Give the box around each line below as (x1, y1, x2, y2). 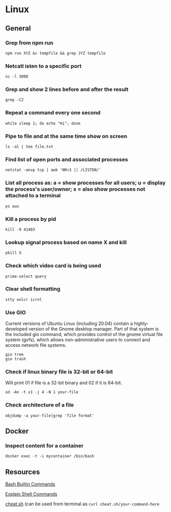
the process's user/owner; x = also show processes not (5, 186, 146, 193)
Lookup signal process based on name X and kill (5, 239, 127, 246)
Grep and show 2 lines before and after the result (5, 86, 129, 93)
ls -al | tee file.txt (5, 144, 53, 149)
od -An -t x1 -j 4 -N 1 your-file (5, 390, 79, 395)
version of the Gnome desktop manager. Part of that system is (28, 326, 159, 332)
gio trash (5, 356, 26, 362)
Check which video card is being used (5, 262, 101, 269)
